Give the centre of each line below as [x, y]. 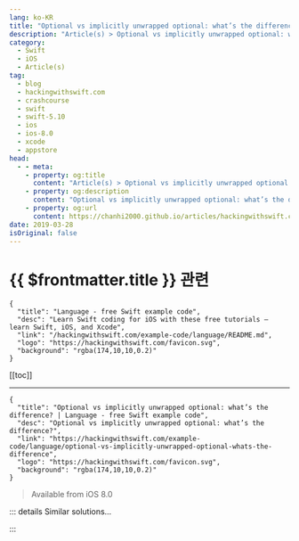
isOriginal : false [43, 233]
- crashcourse [43, 100]
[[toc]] [21, 375]
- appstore [37, 150]
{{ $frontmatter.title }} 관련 [109, 279]
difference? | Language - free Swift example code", [109, 415]
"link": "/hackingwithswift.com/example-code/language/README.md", [145, 335]
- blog [29, 84]
